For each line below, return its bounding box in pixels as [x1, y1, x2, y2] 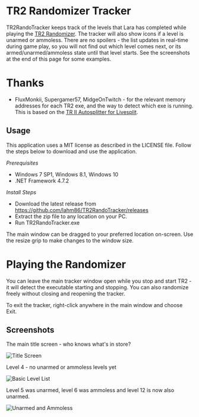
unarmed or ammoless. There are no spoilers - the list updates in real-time [6, 36, 188, 43]
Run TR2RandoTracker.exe [14, 219, 80, 226]
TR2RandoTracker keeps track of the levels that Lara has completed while [6, 24, 187, 31]
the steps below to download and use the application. [6, 147, 137, 155]
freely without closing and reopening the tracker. [6, 290, 126, 297]
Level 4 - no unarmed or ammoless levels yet [6, 364, 117, 371]
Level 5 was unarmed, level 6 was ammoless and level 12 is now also [6, 387, 175, 394]
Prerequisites [6, 159, 39, 166]
